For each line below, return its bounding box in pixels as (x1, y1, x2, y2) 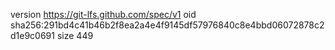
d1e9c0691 (10, 30, 55, 41)
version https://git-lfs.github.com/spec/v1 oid (10, 9, 197, 20)
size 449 (56, 30, 94, 41)
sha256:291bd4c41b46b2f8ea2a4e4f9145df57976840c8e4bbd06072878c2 (10, 19, 325, 31)
